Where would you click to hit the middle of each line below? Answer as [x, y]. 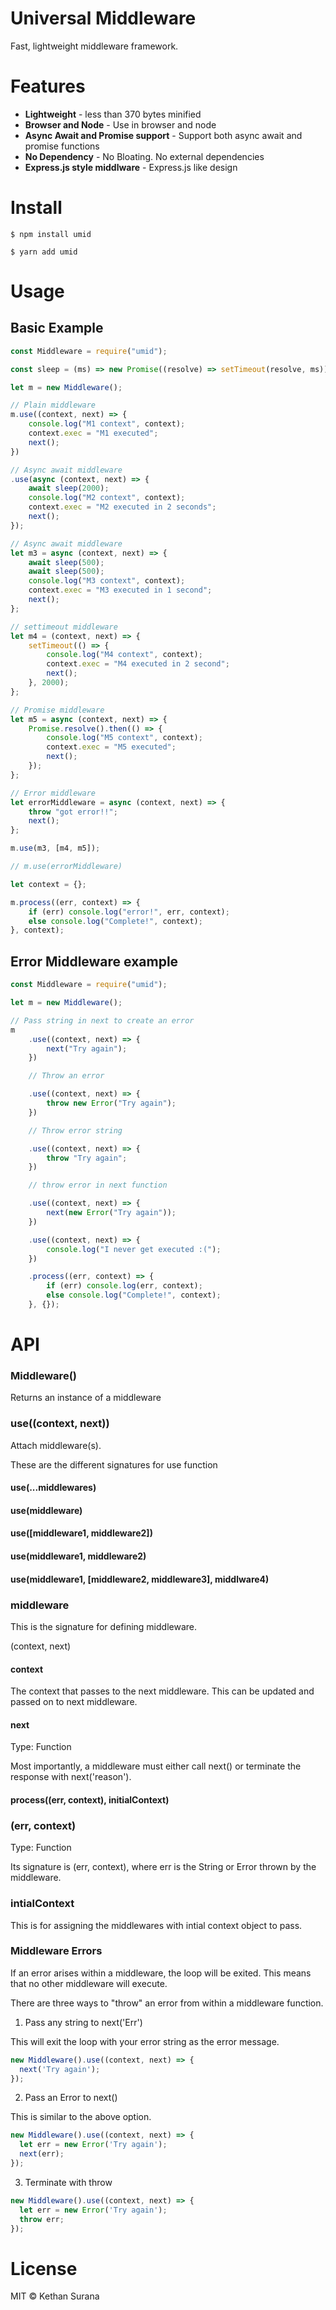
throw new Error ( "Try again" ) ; [111, 1103]
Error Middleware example [94, 961]
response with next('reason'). [71, 1777]
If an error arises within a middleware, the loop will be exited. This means [161, 1973]
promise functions [62, 146]
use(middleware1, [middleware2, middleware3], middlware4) [140, 1579]
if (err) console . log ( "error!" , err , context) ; [129, 912]
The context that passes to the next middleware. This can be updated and [162, 1691]
